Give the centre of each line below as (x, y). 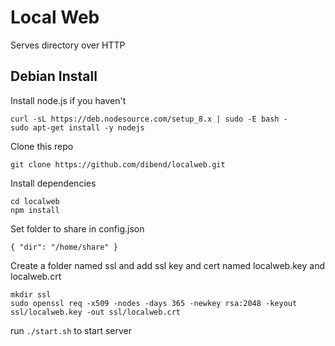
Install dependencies (53, 183)
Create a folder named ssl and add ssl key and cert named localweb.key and (167, 265)
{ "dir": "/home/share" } (64, 247)
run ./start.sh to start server (71, 330)
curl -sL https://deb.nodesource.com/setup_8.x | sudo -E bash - (149, 119)
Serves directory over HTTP (68, 45)
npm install (35, 210)
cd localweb (35, 201)
